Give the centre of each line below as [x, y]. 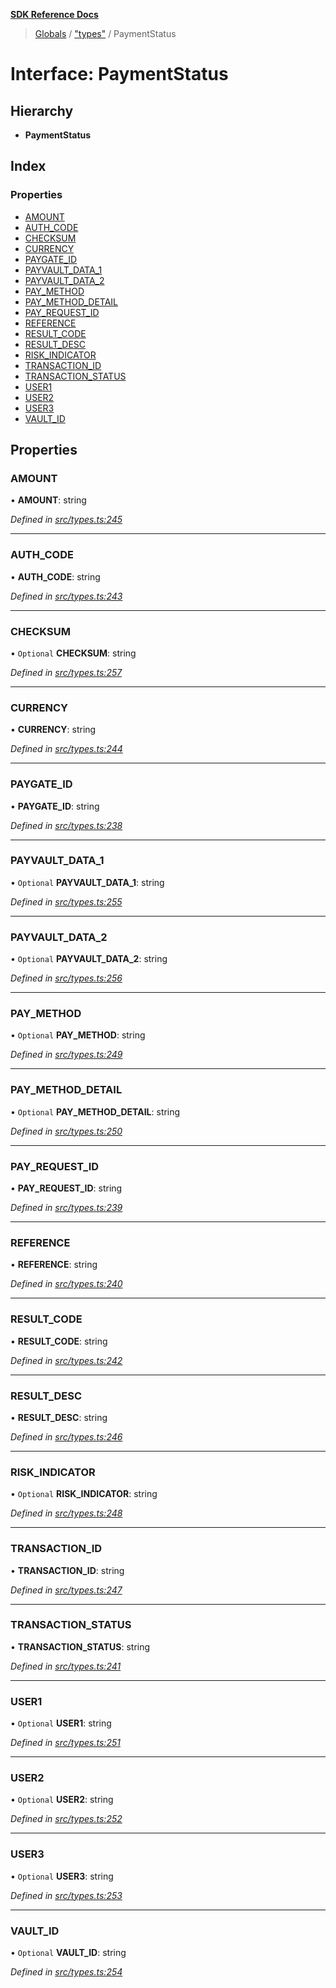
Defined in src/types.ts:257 [66, 672]
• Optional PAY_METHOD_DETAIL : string [95, 1111]
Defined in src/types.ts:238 [66, 825]
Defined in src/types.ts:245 [66, 520]
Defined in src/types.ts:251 [65, 1743]
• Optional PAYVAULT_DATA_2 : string [89, 959]
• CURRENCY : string [53, 730]
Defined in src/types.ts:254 [66, 1972]
